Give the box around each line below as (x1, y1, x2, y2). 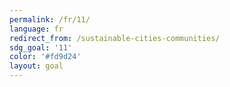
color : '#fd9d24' (9, 52, 82, 62)
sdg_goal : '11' (9, 42, 73, 53)
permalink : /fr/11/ (9, 14, 91, 25)
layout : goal (9, 61, 64, 71)
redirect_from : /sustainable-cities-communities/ (9, 33, 221, 43)
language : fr (9, 24, 64, 34)
